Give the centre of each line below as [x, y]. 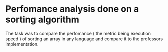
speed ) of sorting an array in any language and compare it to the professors [84, 39]
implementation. [22, 44]
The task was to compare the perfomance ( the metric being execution [78, 33]
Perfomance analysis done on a [72, 9]
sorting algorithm [42, 20]
